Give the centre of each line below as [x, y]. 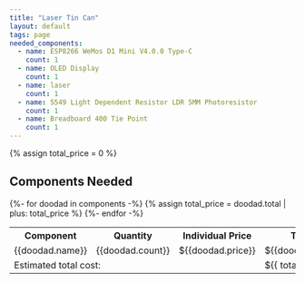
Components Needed [71, 182]
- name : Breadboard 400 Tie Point [83, 119]
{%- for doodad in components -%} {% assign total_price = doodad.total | [148, 203]
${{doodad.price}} [217, 250]
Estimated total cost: [58, 265]
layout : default [40, 26]
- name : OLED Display [59, 69]
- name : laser [44, 85]
